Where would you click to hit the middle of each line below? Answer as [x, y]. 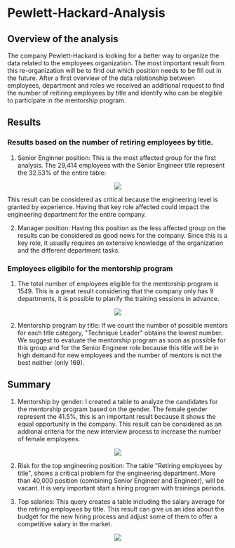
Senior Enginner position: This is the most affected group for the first [116, 158]
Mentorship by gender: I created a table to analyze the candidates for [117, 401]
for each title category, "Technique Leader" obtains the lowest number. [120, 333]
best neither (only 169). [51, 362]
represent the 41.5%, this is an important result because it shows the [116, 416]
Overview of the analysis [63, 39]
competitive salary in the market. [65, 523]
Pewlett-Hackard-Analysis [87, 13]
